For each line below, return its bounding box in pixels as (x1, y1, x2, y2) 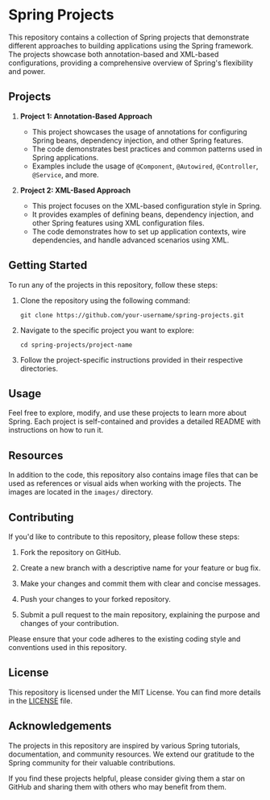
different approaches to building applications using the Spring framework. (8, 40, 254, 50)
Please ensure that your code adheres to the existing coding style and (8, 634, 241, 644)
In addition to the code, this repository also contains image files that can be (8, 470, 259, 480)
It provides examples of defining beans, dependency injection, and (31, 209, 254, 219)
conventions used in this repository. (8, 643, 127, 652)
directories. (19, 363, 59, 373)
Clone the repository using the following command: (19, 296, 191, 305)
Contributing (8, 510, 74, 524)
